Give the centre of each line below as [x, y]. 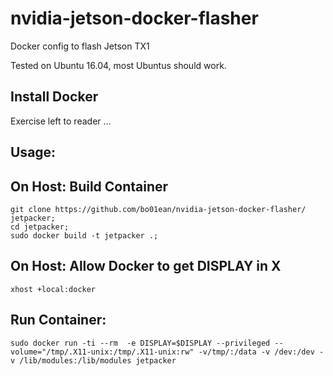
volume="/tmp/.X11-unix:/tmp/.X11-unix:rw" [102, 352]
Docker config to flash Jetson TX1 [80, 46]
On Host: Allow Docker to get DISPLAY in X [146, 266]
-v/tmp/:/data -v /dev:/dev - [261, 352]
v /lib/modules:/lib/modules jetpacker [93, 360]
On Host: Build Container [89, 186]
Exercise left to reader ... [61, 121]
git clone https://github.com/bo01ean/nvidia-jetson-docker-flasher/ [158, 209]
